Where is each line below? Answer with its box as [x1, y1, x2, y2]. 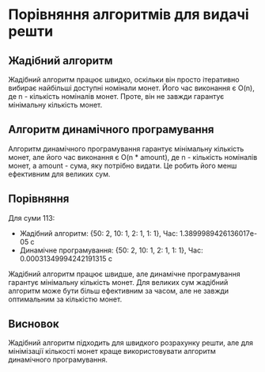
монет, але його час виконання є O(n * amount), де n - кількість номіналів [8, 152, 258, 161]
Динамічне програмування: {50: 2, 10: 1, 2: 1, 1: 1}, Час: [19, 245, 203, 255]
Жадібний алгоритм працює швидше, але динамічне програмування [8, 269, 240, 279]
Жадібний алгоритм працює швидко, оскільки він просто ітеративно [8, 75, 240, 84]
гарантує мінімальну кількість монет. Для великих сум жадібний [8, 277, 229, 287]
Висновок [8, 317, 59, 331]
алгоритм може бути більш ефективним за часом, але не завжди [8, 286, 229, 295]
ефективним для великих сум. [8, 169, 111, 179]
